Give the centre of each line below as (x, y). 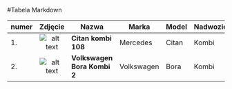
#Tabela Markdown (35, 10)
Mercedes (136, 42)
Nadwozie (211, 27)
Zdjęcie (52, 27)
